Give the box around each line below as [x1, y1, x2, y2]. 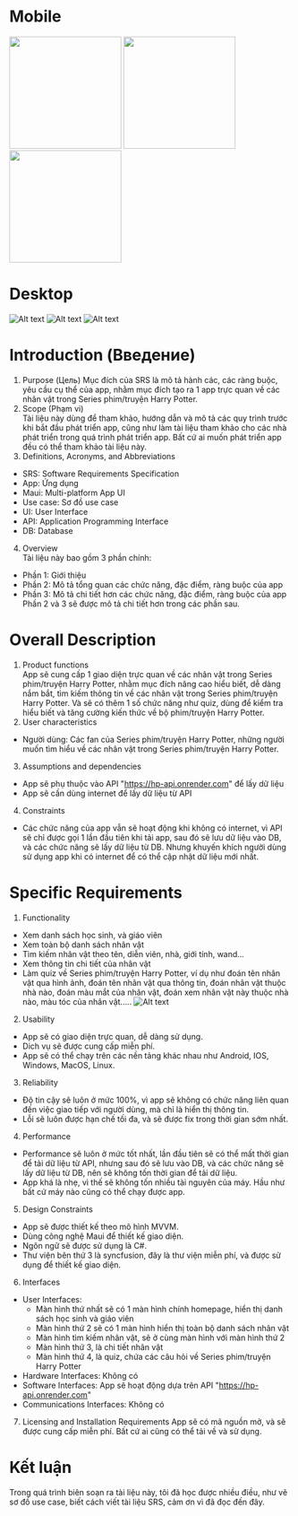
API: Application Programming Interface [21, 516, 169, 527]
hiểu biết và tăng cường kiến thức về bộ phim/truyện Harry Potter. [21, 707, 265, 718]
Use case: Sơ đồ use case [21, 496, 119, 508]
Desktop [9, 284, 73, 304]
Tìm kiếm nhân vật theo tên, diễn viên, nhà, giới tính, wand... [21, 948, 244, 959]
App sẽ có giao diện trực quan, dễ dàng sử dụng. [21, 1031, 203, 1041]
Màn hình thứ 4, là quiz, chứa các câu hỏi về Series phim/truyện [35, 1351, 271, 1362]
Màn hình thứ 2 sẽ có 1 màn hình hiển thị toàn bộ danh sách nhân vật [35, 1322, 289, 1333]
